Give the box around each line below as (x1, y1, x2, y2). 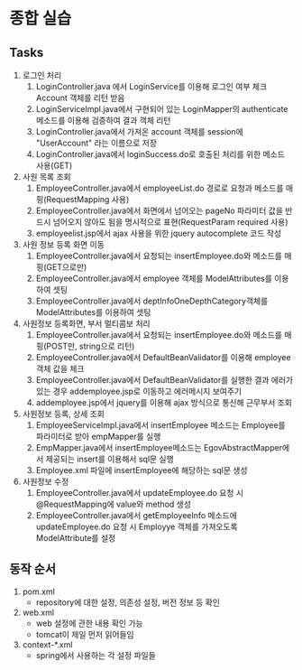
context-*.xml (22, 638, 73, 650)
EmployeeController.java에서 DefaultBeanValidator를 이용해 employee (35, 352, 291, 362)
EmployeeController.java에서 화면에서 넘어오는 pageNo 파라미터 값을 (35, 205, 284, 216)
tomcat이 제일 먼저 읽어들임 (35, 628, 135, 639)
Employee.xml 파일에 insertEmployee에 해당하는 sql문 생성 (35, 465, 248, 475)
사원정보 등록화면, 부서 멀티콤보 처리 (22, 318, 151, 329)
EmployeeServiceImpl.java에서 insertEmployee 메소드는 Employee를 (35, 420, 286, 430)
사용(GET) (35, 160, 73, 171)
